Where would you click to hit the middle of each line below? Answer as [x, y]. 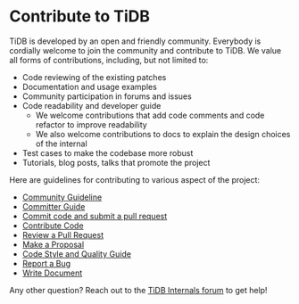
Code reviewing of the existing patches [94, 77]
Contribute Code [53, 226]
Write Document [52, 273]
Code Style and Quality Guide [77, 254]
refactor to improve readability [91, 124]
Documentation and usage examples [90, 86]
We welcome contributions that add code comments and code [150, 115]
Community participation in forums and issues [107, 96]
